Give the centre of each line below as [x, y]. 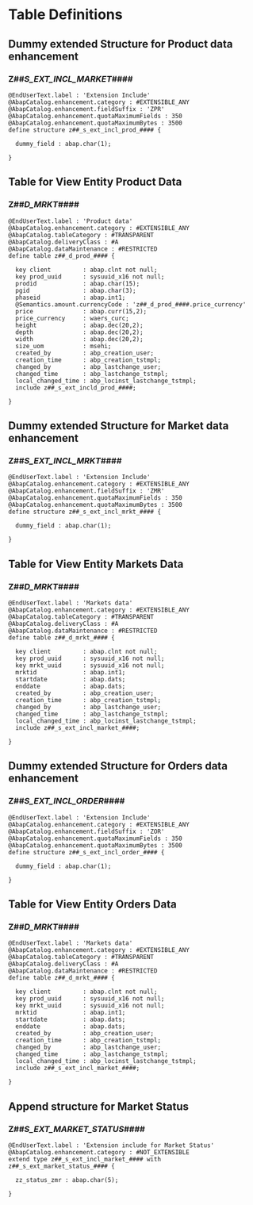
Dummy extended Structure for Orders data [118, 766]
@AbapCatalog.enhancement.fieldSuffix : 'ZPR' [86, 109]
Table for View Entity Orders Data [92, 905]
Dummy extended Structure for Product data [121, 44]
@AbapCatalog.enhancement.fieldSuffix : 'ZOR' [86, 831]
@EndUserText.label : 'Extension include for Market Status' [111, 1146]
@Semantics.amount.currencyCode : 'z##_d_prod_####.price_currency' [131, 304]
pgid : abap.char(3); [76, 290]
